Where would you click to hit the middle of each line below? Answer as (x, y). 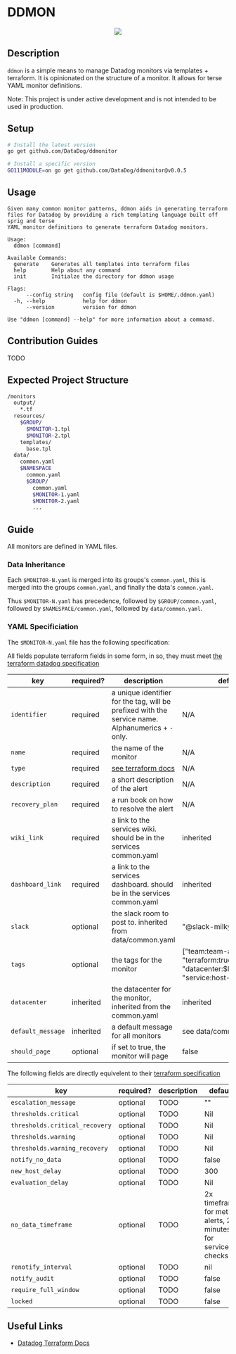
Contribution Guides (53, 341)
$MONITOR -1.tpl (48, 429)
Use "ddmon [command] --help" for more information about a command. (111, 319)
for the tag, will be (141, 701)
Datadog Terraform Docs (53, 1343)
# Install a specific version (52, 164)
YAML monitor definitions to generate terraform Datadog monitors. (108, 227)
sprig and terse (31, 221)
